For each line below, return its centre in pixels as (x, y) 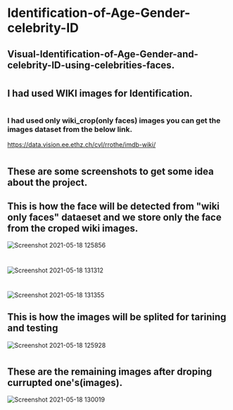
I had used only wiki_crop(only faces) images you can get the (114, 120)
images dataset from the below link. (70, 129)
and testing (33, 328)
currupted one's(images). (65, 382)
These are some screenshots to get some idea (111, 171)
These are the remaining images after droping (110, 372)
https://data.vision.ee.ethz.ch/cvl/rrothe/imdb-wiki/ (82, 145)
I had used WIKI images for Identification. (100, 93)
